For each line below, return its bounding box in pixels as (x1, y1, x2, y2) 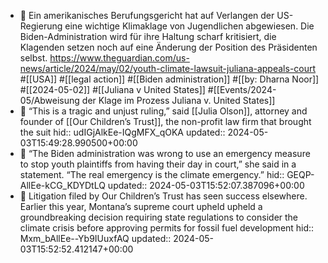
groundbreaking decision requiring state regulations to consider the (19, 211, 299, 223)
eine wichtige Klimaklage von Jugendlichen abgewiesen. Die (64, 20, 315, 32)
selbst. (19, 52, 48, 64)
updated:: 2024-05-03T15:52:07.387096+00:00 (107, 180, 305, 191)
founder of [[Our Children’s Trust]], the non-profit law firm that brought (19, 116, 312, 127)
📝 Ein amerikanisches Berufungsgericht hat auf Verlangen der (19, 10, 275, 21)
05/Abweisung (19, 95, 80, 106)
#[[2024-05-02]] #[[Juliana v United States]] (19, 84, 206, 95)
